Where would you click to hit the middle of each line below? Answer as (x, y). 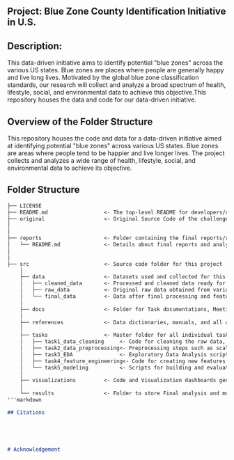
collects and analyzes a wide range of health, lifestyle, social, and (102, 161)
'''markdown (24, 400)
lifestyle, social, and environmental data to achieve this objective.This (107, 93)
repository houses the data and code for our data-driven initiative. (102, 100)
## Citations (26, 412)
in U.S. (22, 23)
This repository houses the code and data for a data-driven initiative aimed (115, 138)
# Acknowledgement (34, 449)
